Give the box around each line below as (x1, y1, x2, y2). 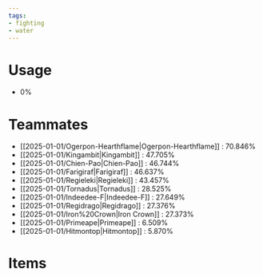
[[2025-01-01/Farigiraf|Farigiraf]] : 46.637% (19, 167, 165, 176)
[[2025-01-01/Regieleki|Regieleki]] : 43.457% (19, 176, 169, 185)
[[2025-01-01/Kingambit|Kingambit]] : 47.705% (19, 150, 175, 160)
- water (8, 26, 34, 34)
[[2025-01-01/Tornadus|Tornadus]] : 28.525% (19, 184, 172, 194)
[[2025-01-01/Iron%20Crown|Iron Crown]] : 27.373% (19, 209, 194, 220)
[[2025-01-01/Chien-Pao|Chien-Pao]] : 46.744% (19, 159, 180, 168)
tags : (8, 11, 26, 20)
